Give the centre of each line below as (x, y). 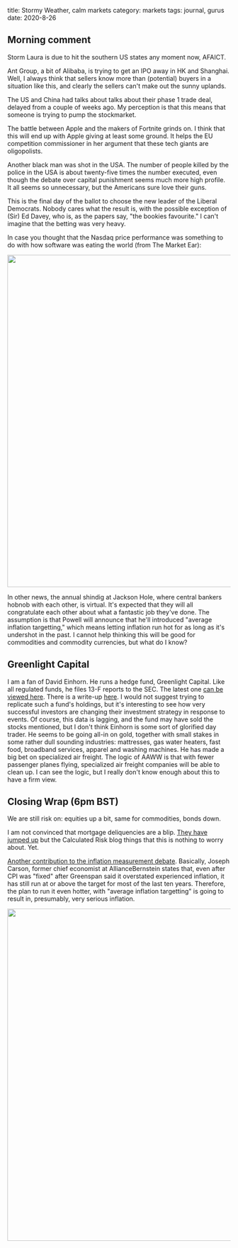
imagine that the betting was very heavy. (67, 223)
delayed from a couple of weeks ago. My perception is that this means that (117, 107)
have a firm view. (32, 780)
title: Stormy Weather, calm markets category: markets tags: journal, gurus (116, 10)
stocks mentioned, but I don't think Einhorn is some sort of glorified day (112, 726)
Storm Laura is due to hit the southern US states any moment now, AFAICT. (117, 57)
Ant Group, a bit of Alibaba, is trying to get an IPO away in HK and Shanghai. (119, 71)
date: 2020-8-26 (32, 18)
